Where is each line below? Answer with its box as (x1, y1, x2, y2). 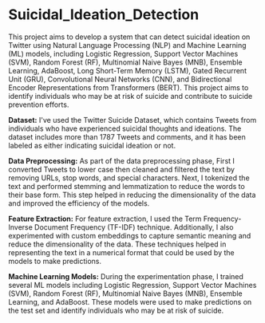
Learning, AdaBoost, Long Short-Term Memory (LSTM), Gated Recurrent (8, 65, 247, 75)
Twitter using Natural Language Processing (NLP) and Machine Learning (8, 40, 247, 49)
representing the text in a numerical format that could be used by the (8, 247, 235, 257)
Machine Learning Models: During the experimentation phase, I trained (8, 271, 243, 281)
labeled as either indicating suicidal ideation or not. (8, 140, 176, 150)
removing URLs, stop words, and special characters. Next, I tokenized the (8, 173, 250, 183)
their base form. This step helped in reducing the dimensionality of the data (8, 190, 256, 199)
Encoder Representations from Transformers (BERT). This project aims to (8, 82, 249, 93)
